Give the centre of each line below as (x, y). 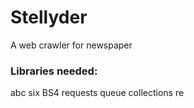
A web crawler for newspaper (71, 45)
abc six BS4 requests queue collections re (97, 93)
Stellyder (49, 17)
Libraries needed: (54, 71)
